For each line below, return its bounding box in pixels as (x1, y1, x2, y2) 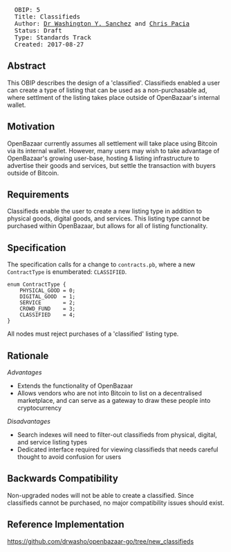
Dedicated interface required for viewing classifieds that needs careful (17, 445, 219, 454)
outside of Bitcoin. (7, 169, 59, 177)
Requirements (7, 189, 69, 200)
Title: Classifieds (14, 13, 81, 20)
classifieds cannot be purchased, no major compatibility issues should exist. (7, 499, 225, 507)
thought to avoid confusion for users (17, 453, 122, 461)
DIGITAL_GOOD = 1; (19, 293, 76, 300)
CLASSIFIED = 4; (19, 311, 76, 318)
